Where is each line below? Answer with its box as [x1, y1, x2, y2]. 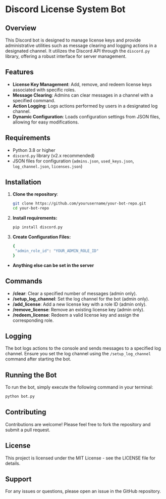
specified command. [12, 97, 56, 103]
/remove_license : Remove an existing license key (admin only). [12, 306, 145, 312]
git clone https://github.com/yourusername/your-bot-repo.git [12, 201, 146, 206]
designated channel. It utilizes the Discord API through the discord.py [5, 48, 150, 54]
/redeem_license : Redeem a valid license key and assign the [12, 312, 140, 318]
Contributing [5, 408, 46, 417]
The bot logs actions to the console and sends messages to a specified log [5, 345, 161, 351]
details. [5, 460, 21, 466]
